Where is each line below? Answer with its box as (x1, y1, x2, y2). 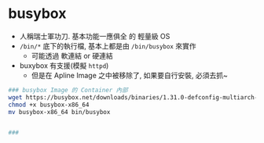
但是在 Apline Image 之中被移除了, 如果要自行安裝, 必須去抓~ (31, 70, 228, 80)
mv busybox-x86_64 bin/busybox (8, 108, 111, 116)
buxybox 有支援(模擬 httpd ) (19, 60, 109, 70)
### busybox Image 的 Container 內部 (8, 86, 128, 94)
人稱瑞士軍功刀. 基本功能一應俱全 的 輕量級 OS (19, 31, 170, 41)
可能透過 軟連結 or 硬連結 (31, 51, 114, 60)
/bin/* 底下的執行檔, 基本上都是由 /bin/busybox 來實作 (19, 41, 196, 51)
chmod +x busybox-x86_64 (8, 101, 90, 109)
